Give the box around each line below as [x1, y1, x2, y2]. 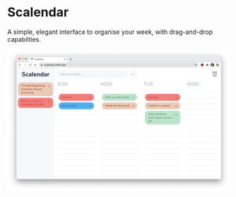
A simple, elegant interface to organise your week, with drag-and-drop [7, 28, 213, 36]
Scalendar [7, 4, 69, 20]
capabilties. [7, 35, 41, 43]
